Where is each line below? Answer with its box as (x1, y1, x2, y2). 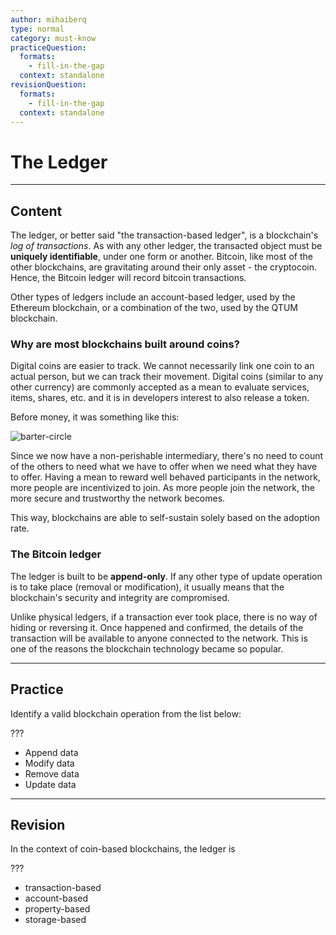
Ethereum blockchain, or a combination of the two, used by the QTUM (10, 302, 298, 314)
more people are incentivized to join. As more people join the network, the (10, 482, 315, 494)
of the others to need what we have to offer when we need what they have (10, 461, 318, 473)
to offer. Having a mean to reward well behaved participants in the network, (10, 471, 321, 483)
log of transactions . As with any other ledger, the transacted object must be (10, 240, 323, 252)
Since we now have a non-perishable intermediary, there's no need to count (10, 450, 324, 462)
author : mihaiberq (10, 14, 87, 25)
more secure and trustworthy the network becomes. (10, 492, 226, 505)
